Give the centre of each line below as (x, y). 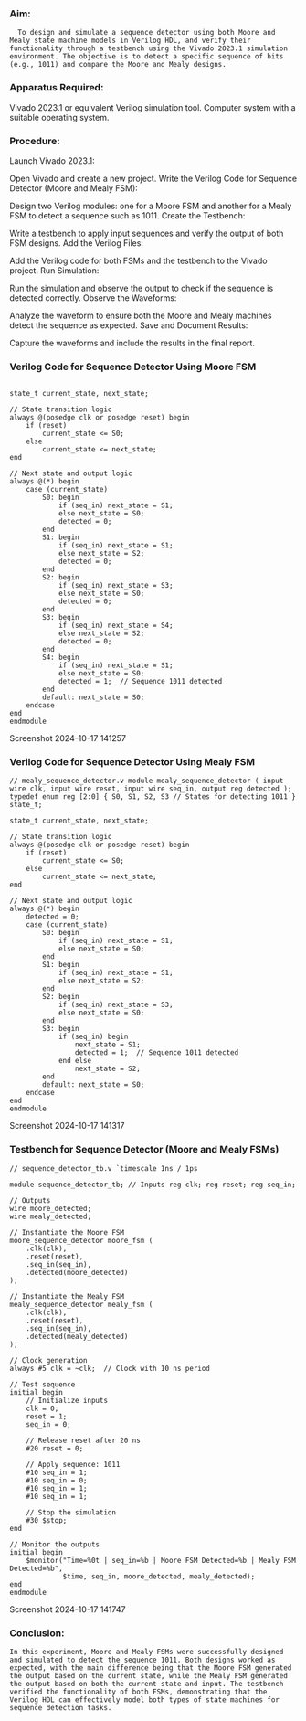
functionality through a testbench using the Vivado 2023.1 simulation (148, 48)
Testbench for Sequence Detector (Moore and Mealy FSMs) (144, 1150)
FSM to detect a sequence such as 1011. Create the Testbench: (127, 215)
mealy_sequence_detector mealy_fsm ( (81, 1304)
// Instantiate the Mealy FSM (67, 1296)
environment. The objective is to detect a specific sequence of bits (147, 57)
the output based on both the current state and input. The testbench (147, 1684)
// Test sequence (42, 1384)
